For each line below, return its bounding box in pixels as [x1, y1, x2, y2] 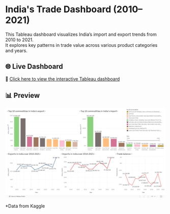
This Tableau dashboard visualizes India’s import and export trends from [5, 31, 157, 37]
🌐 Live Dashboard [5, 62, 64, 71]
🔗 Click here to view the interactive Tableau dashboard [5, 75, 120, 82]
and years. [5, 47, 28, 53]
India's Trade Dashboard [5, 4, 111, 15]
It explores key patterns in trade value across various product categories [5, 42, 158, 48]
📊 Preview [5, 91, 40, 100]
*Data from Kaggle [5, 203, 45, 209]
